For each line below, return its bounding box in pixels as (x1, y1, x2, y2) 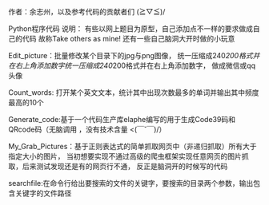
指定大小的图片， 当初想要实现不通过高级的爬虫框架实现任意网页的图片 (8, 152, 242, 161)
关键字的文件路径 (14, 188, 72, 198)
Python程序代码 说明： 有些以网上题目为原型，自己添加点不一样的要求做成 (8, 24, 254, 34)
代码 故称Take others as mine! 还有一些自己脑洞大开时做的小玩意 (22, 34, 235, 43)
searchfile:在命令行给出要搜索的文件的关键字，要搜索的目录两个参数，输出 (8, 179, 254, 187)
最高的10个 (8, 98, 44, 107)
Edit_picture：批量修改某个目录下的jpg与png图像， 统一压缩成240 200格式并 (8, 51, 260, 60)
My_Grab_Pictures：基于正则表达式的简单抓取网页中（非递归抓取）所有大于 (8, 142, 258, 151)
